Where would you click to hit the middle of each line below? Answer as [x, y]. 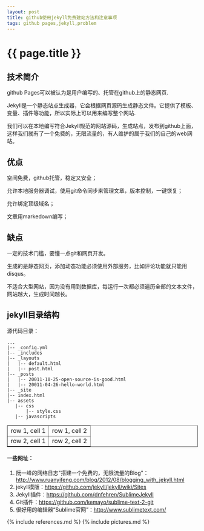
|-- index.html [26, 395]
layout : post [23, 12]
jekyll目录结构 [33, 315]
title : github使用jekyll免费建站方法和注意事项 [62, 18]
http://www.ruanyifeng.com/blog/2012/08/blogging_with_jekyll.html [100, 480]
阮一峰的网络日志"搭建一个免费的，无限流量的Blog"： [82, 473]
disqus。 [18, 274]
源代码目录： [23, 330]
